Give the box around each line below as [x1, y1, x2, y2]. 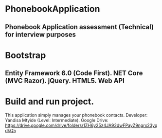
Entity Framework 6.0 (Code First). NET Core [5, 69, 143, 77]
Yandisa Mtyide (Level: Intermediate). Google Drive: [5, 118, 108, 123]
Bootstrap [5, 50, 46, 61]
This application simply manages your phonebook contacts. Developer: [5, 112, 148, 118]
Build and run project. [5, 96, 94, 107]
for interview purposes [5, 30, 76, 38]
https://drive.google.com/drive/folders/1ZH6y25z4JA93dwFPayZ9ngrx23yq [5, 122, 158, 128]
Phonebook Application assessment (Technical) [5, 23, 154, 31]
